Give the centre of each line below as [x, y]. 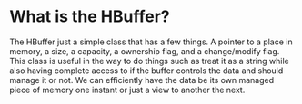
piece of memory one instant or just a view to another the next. [127, 90]
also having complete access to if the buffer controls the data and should [146, 71]
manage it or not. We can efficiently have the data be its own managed [142, 80]
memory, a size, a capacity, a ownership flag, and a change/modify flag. [145, 51]
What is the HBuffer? [90, 17]
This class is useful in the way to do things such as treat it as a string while [149, 61]
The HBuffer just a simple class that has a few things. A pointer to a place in [151, 42]
